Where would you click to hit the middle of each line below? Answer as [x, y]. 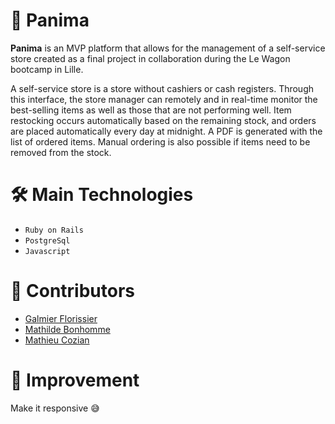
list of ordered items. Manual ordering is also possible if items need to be [160, 141]
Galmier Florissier [61, 318]
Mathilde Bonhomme [67, 329]
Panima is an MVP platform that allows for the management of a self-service [168, 48]
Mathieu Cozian [57, 340]
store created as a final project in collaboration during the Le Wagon [150, 58]
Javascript [47, 251]
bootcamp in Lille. [47, 69]
